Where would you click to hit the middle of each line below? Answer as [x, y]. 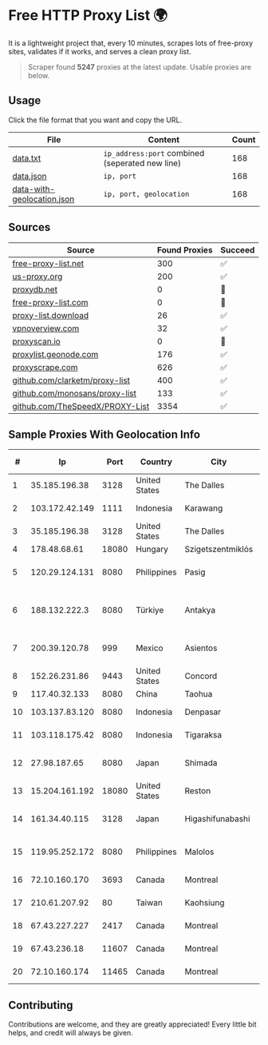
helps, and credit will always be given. [71, 1033]
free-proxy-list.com [51, 302]
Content [164, 139]
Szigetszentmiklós [219, 550]
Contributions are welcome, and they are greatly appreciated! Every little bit [132, 1024]
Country [156, 462]
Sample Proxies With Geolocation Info [104, 434]
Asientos [201, 648]
